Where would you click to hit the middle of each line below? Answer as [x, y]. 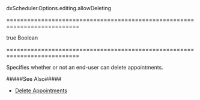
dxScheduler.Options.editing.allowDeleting [59, 8]
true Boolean [22, 38]
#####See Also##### [34, 79]
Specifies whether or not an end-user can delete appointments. [85, 67]
